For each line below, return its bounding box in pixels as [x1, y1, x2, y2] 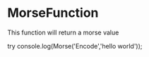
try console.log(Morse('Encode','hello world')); [7, 42, 143, 50]
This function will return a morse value [7, 28, 119, 37]
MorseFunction [7, 5, 99, 21]
